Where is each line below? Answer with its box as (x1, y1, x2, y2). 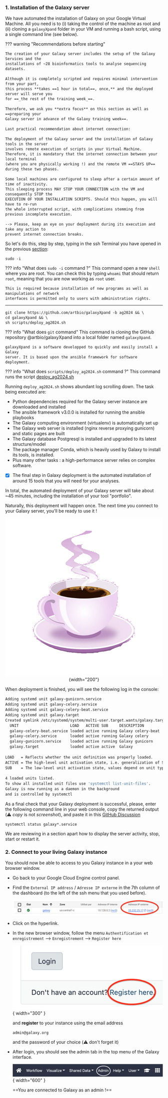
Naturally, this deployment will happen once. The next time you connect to (5, 503, 158, 509)
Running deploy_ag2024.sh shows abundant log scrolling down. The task (5, 384, 154, 390)
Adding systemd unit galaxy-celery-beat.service (5, 707, 108, 712)
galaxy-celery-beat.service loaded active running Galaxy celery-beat (9, 728, 160, 734)
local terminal (5, 157, 37, 162)
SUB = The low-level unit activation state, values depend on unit (5, 765, 155, 771)
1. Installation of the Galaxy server (5, 4, 90, 11)
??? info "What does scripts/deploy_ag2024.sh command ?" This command (5, 369, 161, 375)
